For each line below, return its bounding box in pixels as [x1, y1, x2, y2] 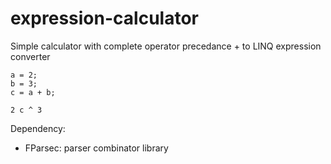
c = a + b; [10, 87, 56, 97]
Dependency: [10, 122, 66, 134]
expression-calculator [10, 7, 199, 30]
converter [10, 50, 51, 62]
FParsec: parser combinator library [24, 142, 169, 154]
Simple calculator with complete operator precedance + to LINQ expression [10, 40, 322, 52]
